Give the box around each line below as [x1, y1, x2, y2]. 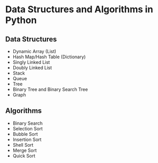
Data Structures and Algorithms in [5, 4, 153, 15]
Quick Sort [12, 152, 36, 159]
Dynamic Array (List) [12, 49, 56, 54]
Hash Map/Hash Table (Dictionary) [12, 54, 86, 60]
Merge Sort [12, 147, 37, 153]
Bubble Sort [12, 131, 38, 137]
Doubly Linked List [12, 65, 52, 71]
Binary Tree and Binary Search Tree [12, 86, 88, 92]
